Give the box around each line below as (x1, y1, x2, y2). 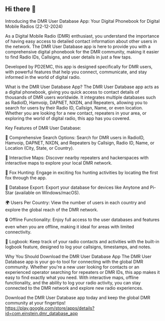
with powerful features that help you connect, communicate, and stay (5, 69, 147, 75)
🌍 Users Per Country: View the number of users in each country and (5, 199, 146, 206)
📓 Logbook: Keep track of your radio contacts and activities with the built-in (5, 238, 160, 244)
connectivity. (5, 229, 32, 235)
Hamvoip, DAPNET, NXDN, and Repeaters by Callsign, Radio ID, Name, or (5, 140, 155, 146)
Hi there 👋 (5, 5, 36, 13)
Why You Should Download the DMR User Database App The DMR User (5, 253, 152, 259)
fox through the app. (5, 174, 47, 181)
